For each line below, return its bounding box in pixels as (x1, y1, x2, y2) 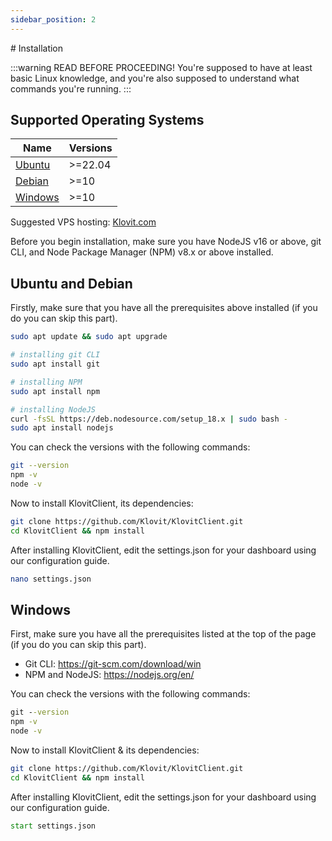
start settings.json (10, 821, 97, 831)
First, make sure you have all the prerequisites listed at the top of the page (10, 628, 317, 640)
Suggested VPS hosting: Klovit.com (10, 216, 157, 228)
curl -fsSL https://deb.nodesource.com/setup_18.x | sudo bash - (10, 414, 288, 424)
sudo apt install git (10, 359, 101, 369)
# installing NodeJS (10, 404, 97, 415)
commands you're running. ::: (10, 82, 132, 95)
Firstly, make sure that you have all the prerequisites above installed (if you (10, 302, 318, 314)
